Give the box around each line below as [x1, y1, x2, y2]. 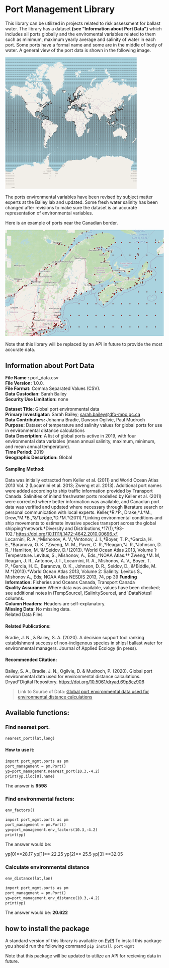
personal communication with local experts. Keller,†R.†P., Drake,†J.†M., [5, 509, 152, 515]
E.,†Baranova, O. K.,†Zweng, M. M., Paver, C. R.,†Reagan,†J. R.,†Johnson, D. [5, 542, 162, 548]
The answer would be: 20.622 [5, 909, 68, 916]
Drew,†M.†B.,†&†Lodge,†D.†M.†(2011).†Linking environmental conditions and [5, 515, 162, 521]
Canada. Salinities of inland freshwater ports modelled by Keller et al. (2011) [5, 493, 162, 499]
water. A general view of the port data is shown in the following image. [5, 47, 151, 53]
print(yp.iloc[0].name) [5, 774, 55, 779]
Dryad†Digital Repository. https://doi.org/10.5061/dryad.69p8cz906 [5, 679, 145, 685]
